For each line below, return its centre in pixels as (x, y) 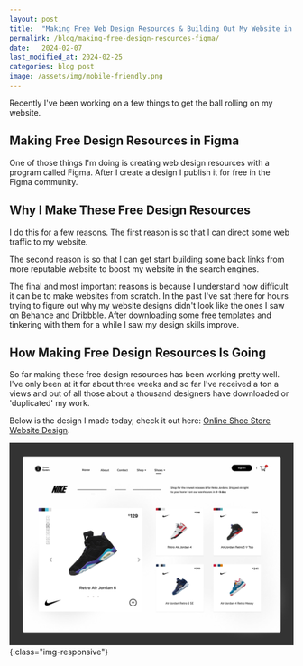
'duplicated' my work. (50, 403)
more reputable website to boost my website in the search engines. (134, 268)
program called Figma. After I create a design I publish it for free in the (140, 172)
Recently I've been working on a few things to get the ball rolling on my (141, 103)
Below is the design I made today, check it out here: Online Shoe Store (140, 421)
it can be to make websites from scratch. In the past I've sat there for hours (149, 296)
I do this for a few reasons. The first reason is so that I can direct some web (150, 232)
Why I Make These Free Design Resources (130, 211)
